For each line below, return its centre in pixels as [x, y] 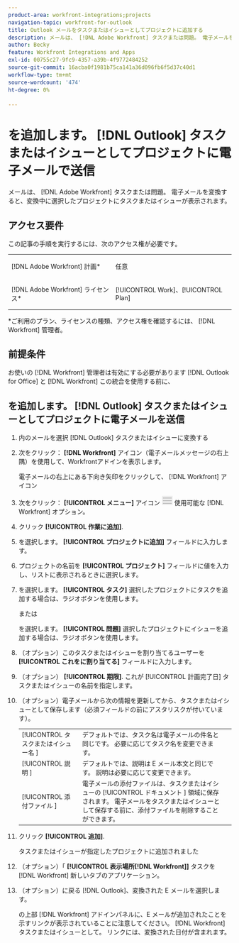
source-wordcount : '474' [45, 82]
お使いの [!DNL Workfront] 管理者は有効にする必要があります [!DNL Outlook [118, 373]
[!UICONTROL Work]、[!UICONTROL [169, 290]
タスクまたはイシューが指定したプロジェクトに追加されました [109, 851]
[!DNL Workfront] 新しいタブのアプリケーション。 [91, 875]
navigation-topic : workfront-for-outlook [70, 22]
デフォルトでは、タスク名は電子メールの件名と [150, 734]
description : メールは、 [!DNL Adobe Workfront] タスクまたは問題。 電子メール [118, 38]
